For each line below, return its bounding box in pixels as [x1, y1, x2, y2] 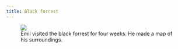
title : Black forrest [6, 8, 59, 14]
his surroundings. [20, 36, 63, 43]
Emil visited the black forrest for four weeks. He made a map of [20, 30, 173, 37]
